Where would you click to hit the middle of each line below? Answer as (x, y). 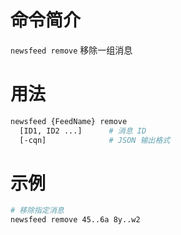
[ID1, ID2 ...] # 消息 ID (83, 131)
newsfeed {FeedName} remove (69, 121)
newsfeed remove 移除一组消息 (71, 50)
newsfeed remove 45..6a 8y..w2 (75, 220)
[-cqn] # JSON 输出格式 (95, 140)
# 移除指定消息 (37, 211)
